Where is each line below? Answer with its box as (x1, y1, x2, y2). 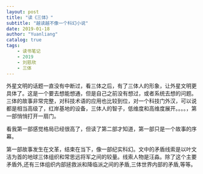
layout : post (6, 8, 39, 15)
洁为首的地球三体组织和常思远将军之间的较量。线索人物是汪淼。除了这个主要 (6, 153, 197, 161)
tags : (6, 43, 20, 49)
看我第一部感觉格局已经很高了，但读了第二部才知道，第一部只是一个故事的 (6, 125, 192, 133)
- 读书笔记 (17, 48, 41, 54)
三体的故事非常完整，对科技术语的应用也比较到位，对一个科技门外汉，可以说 (6, 97, 197, 105)
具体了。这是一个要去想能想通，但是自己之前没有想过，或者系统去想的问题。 (6, 90, 197, 97)
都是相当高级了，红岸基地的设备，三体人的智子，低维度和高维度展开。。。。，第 (6, 105, 197, 112)
